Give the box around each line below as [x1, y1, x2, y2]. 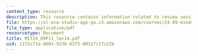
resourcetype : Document [6, 30, 65, 36]
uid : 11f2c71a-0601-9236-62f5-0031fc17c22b [6, 41, 115, 47]
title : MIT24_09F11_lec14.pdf [6, 36, 81, 41]
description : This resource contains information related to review [6, 14, 178, 20]
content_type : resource [6, 8, 65, 15]
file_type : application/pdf [6, 24, 75, 31]
